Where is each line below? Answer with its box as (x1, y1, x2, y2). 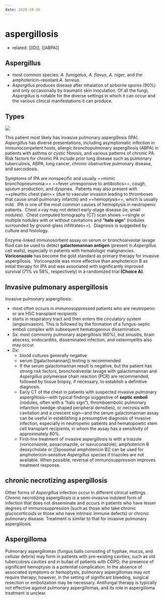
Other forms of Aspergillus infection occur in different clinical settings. (5, 489, 147, 495)
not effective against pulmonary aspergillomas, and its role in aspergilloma (5, 585, 155, 591)
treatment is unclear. (5, 590, 47, 596)
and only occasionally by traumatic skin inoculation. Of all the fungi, (12, 88, 149, 93)
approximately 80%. (19, 431, 61, 437)
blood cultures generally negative (19, 353, 87, 358)
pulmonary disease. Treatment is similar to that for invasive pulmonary (5, 515, 147, 521)
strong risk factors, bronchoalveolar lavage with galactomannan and (19, 368, 157, 374)
